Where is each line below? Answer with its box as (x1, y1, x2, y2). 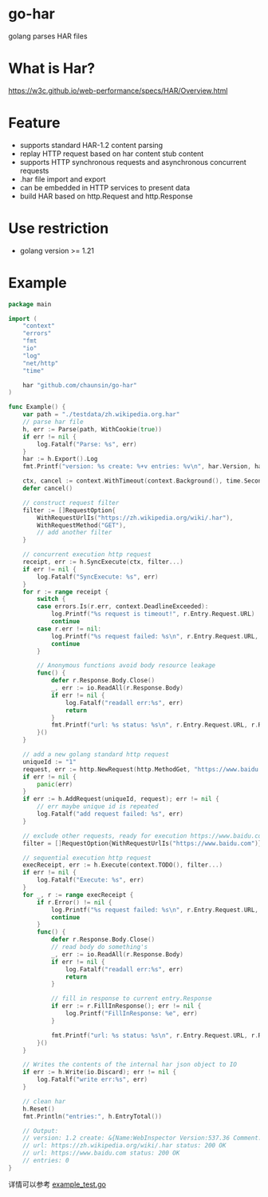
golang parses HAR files (8, 31, 88, 41)
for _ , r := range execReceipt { (22, 891, 134, 899)
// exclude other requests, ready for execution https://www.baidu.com (22, 831, 266, 840)
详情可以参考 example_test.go (8, 1179, 106, 1189)
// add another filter (37, 529, 112, 537)
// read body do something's (50, 943, 148, 951)
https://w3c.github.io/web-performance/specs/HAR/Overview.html (8, 86, 228, 95)
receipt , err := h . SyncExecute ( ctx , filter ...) (22, 558, 183, 566)
